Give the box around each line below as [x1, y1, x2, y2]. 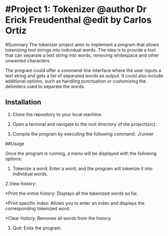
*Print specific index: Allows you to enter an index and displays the [5, 200, 145, 206]
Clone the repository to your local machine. [12, 111, 102, 117]
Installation [5, 98, 41, 107]
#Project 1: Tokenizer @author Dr [5, 4, 147, 15]
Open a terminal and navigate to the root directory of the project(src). [12, 121, 157, 127]
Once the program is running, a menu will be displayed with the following [5, 150, 157, 156]
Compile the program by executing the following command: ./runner [12, 131, 154, 137]
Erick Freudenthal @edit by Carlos [5, 14, 152, 26]
